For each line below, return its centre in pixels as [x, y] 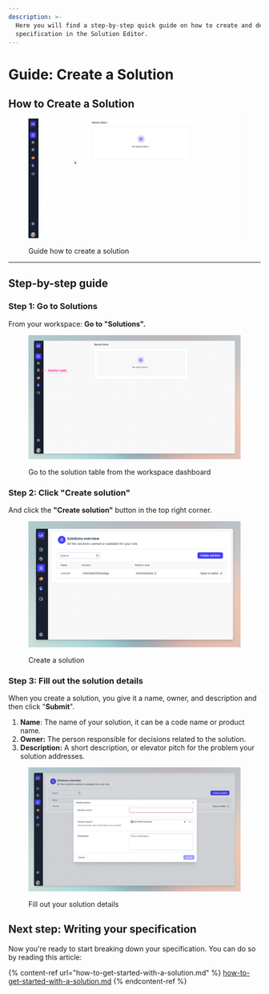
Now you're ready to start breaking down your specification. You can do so [132, 948]
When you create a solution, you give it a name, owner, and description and [133, 698]
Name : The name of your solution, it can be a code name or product [132, 722]
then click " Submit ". [41, 706]
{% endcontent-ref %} [150, 981]
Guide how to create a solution [79, 251]
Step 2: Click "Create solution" [69, 492]
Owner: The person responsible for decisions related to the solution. [133, 739]
